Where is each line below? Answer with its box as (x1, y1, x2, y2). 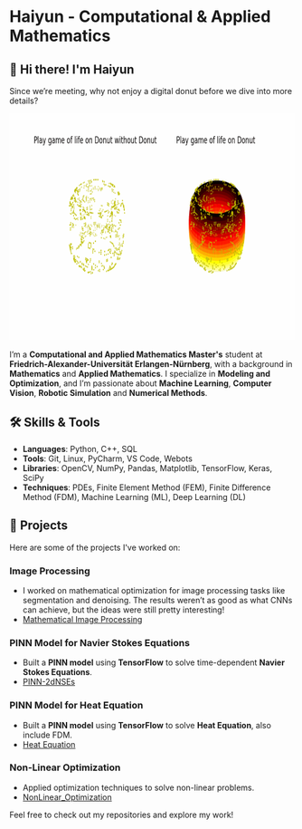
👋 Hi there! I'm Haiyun (9, 62, 135, 77)
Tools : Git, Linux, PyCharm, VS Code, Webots (22, 453, 193, 464)
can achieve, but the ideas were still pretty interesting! (22, 604, 225, 615)
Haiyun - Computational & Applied (9, 6, 271, 27)
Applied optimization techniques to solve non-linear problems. (22, 782, 255, 793)
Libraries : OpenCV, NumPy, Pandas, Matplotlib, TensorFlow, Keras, (22, 462, 273, 473)
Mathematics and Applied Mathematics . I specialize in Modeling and (9, 369, 271, 379)
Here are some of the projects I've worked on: (9, 542, 181, 553)
